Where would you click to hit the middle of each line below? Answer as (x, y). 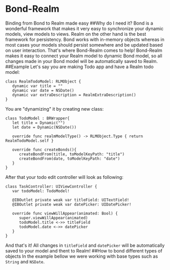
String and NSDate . (25, 261)
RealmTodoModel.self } (29, 141)
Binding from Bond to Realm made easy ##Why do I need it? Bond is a (79, 23)
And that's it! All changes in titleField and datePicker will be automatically (85, 245)
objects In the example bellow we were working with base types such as (82, 256)
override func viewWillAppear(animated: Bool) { (65, 213)
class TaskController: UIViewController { (51, 186)
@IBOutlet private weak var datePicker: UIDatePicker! (72, 204)
